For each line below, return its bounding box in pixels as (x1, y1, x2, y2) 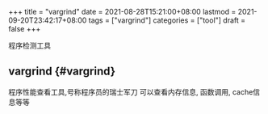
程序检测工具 (8, 40, 51, 50)
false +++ (8, 24, 41, 33)
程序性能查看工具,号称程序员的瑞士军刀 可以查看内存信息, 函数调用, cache (8, 87, 253, 96)
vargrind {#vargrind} (8, 65, 115, 78)
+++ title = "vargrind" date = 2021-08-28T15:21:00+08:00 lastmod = (8, 7, 237, 16)
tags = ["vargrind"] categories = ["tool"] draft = (88, 15, 246, 25)
